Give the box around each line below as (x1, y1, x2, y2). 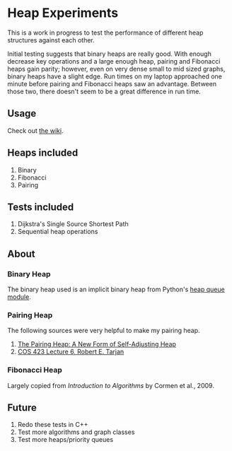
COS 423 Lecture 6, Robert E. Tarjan (17, 348, 124, 356)
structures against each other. (7, 35, 95, 44)
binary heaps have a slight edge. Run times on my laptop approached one (7, 72, 223, 81)
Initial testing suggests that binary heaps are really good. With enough (7, 49, 212, 58)
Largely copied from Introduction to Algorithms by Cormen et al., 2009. (7, 381, 214, 389)
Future (7, 402, 37, 414)
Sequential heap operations (17, 228, 98, 236)
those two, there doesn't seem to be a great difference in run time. (7, 87, 202, 95)
